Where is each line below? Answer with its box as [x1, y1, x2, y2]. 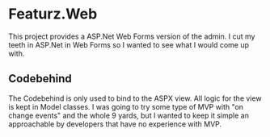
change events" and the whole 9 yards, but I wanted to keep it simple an [8, 110, 249, 120]
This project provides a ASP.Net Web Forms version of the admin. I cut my [8, 31, 255, 41]
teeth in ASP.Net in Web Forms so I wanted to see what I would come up [8, 39, 249, 49]
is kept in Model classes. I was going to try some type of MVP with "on [8, 102, 244, 111]
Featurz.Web [8, 5, 98, 23]
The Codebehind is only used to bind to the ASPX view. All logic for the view [8, 93, 262, 103]
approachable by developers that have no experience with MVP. [8, 118, 222, 129]
